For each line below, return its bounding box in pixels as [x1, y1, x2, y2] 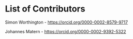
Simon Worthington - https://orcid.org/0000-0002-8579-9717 [5, 19, 128, 25]
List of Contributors [5, 3, 86, 14]
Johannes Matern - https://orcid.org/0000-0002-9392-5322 [5, 28, 127, 34]
